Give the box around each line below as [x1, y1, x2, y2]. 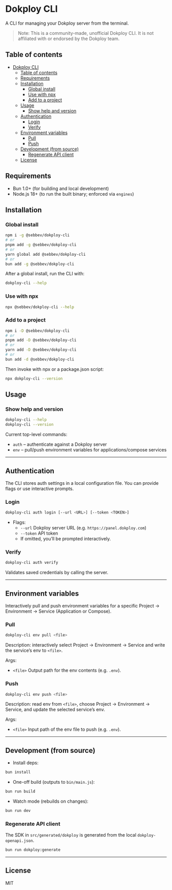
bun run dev [5, 808, 31, 813]
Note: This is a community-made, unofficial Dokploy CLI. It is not [17, 30, 154, 36]
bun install [5, 770, 31, 775]
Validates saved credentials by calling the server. [5, 570, 109, 576]
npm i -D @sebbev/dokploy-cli [5, 328, 70, 333]
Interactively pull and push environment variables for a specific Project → [5, 603, 160, 609]
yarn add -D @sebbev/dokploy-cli [5, 347, 77, 352]
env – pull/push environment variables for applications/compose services [12, 447, 167, 453]
